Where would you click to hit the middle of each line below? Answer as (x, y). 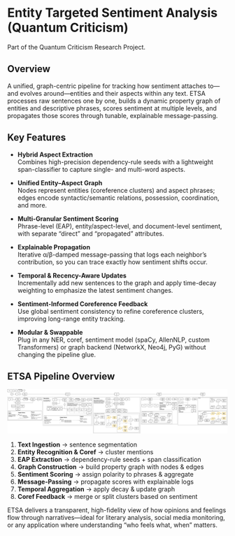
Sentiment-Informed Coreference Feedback (83, 304)
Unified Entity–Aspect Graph (60, 182)
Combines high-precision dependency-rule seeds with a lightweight (115, 161)
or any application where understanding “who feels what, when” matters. (113, 525)
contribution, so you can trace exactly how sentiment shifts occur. (112, 262)
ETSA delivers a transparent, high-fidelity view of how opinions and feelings (117, 510)
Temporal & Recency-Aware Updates (72, 275)
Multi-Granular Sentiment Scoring (68, 219)
